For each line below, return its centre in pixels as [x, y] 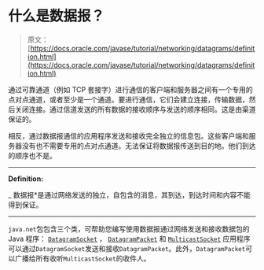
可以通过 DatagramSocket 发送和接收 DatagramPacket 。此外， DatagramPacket [127, 248]
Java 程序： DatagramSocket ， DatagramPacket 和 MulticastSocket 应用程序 [129, 239]
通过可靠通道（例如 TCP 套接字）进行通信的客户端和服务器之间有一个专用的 [130, 89]
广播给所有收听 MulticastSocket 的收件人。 [82, 258]
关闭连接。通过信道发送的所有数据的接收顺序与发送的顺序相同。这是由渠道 [135, 109]
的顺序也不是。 [32, 155]
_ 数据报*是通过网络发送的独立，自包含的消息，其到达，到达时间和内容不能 [130, 194]
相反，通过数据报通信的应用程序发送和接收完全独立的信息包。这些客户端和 [128, 135]
